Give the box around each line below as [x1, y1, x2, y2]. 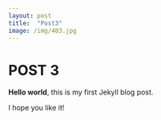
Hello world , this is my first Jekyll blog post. [8, 87, 154, 97]
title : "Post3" [8, 19, 62, 27]
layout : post [8, 11, 52, 20]
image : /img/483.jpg [8, 26, 78, 34]
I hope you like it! [8, 103, 65, 113]
